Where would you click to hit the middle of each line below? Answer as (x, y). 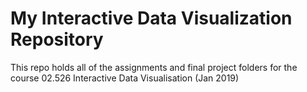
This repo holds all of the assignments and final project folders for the (154, 67)
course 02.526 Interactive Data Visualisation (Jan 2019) (125, 78)
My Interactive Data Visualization (151, 18)
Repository (57, 39)
